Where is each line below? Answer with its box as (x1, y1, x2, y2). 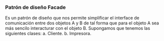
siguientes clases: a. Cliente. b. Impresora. (5, 31, 91, 37)
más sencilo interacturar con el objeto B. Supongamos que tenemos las (5, 25, 151, 31)
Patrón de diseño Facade (5, 4, 66, 11)
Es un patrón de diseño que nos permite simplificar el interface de (5, 15, 140, 21)
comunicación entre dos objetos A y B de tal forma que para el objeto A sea (5, 20, 159, 26)
